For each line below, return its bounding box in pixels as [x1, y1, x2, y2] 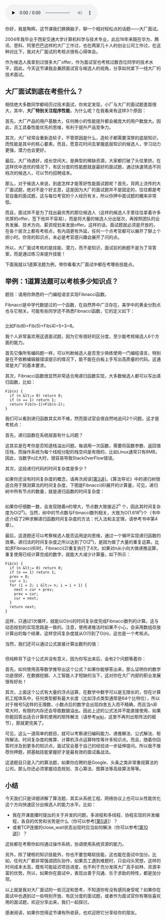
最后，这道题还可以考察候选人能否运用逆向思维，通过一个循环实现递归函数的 [5, 532, 161, 538]
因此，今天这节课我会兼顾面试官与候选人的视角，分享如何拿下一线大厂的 [13, 65, 161, 71]
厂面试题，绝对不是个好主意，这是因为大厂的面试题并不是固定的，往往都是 [5, 186, 157, 192]
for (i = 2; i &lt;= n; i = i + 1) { [9, 583, 87, 587]
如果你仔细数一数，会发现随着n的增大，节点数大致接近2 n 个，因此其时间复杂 [5, 502, 161, 509]
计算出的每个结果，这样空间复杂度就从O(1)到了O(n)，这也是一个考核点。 [5, 630, 152, 636]
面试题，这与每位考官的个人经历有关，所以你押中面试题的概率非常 [22, 193, 157, 199]
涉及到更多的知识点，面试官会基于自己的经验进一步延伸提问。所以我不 [13, 743, 157, 749]
